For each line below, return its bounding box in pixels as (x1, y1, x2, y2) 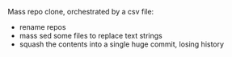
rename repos (19, 22, 66, 31)
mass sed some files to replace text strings (19, 31, 162, 40)
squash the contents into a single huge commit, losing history (19, 39, 224, 49)
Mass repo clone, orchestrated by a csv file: (7, 7, 154, 16)
